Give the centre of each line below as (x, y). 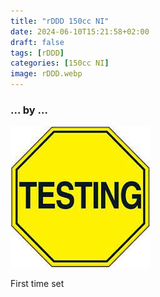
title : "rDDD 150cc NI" (60, 21)
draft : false (37, 42)
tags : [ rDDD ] (37, 53)
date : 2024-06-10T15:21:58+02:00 (80, 31)
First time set (37, 284)
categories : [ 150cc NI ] (60, 63)
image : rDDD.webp (46, 74)
